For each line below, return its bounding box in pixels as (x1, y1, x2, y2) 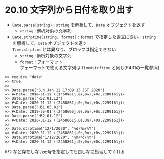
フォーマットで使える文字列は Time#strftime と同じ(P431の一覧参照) (19, 64, 160, 70)
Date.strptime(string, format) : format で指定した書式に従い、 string (12, 34, 156, 40)
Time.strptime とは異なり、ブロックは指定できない (12, 46, 116, 52)
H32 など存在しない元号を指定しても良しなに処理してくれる (5, 148, 125, 154)
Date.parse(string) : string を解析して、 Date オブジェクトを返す (12, 22, 145, 28)
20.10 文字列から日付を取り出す (5, 4, 134, 16)
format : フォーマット (19, 59, 63, 64)
